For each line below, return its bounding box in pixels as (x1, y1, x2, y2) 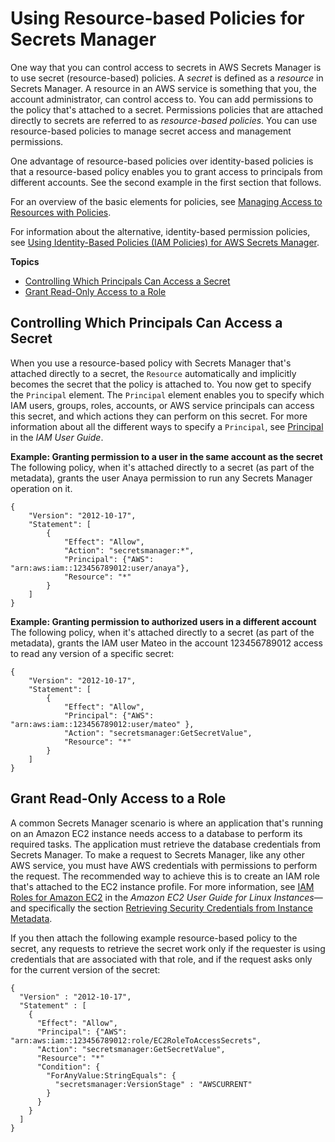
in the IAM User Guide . (10, 431, 104, 443)
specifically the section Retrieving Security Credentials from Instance (28, 902, 313, 914)
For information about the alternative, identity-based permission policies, (10, 225, 311, 237)
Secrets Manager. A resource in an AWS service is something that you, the (10, 82, 317, 94)
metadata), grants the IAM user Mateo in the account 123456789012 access (10, 637, 323, 649)
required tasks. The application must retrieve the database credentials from (10, 838, 322, 850)
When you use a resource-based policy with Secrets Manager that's (10, 357, 292, 369)
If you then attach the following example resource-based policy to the (10, 932, 298, 944)
